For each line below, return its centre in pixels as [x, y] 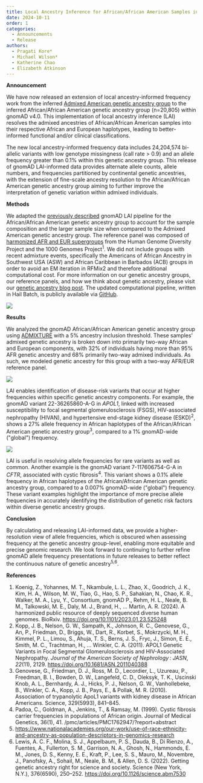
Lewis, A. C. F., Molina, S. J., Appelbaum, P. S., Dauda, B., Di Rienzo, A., [104, 741]
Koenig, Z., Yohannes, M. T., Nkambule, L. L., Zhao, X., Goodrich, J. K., [103, 587]
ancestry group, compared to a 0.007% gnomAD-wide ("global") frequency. [101, 487]
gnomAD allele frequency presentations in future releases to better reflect [98, 556]
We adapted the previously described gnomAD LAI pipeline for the [89, 216]
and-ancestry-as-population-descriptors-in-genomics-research [95, 735]
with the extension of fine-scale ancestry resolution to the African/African [98, 180]
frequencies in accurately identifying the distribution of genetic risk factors [99, 501]
